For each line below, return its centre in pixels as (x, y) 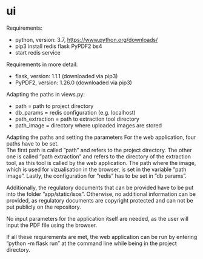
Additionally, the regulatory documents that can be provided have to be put (100, 187)
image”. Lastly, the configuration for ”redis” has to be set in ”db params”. (96, 176)
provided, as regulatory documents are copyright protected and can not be (100, 200)
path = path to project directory (54, 106)
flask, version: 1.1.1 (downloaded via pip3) (66, 76)
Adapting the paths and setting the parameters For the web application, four (101, 137)
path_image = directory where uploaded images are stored (88, 125)
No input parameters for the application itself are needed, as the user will (98, 218)
